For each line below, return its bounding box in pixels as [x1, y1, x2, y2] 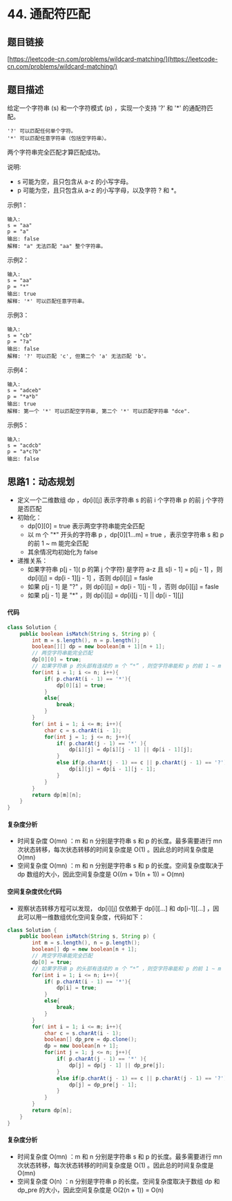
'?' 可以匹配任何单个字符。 [7, 128, 77, 134]
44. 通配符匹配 [7, 6, 91, 22]
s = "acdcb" [7, 441, 41, 449]
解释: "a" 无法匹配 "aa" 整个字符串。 [7, 243, 106, 249]
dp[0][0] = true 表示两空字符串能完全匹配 [27, 521, 145, 530]
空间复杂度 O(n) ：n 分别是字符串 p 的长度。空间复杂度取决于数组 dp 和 [17, 1177, 220, 1185]
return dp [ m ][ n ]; [32, 791, 81, 798]
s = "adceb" [7, 387, 41, 394]
